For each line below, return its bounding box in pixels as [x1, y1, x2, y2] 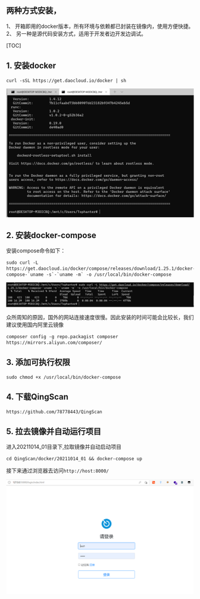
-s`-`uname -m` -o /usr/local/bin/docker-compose [46, 272, 171, 278]
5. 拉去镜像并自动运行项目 [6, 426, 101, 436]
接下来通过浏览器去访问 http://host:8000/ [6, 467, 109, 475]
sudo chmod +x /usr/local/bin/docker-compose [6, 374, 121, 380]
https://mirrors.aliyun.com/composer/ [6, 339, 102, 345]
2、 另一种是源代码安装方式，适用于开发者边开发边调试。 [6, 30, 147, 37]
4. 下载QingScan [6, 392, 68, 402]
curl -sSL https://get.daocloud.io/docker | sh [6, 77, 127, 83]
